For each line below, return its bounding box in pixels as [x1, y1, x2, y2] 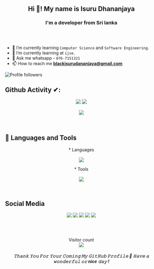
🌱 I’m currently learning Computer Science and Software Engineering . [12, 45, 149, 50]
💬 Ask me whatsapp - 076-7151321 [12, 55, 80, 61]
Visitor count [68, 237, 94, 243]
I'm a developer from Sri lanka [45, 19, 118, 26]
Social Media [5, 200, 45, 208]
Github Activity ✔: [5, 86, 61, 94]
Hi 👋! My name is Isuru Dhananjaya [28, 4, 135, 13]
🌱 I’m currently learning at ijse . [12, 50, 75, 56]
